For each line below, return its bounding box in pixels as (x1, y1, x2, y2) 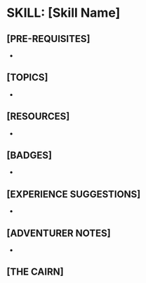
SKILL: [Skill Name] (6, 5, 121, 21)
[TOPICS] (6, 71, 48, 83)
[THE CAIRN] (6, 266, 64, 278)
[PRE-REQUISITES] (6, 33, 91, 45)
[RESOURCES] (6, 111, 70, 123)
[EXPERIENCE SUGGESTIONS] (6, 188, 141, 200)
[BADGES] (6, 149, 52, 162)
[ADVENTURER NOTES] (6, 227, 112, 239)
